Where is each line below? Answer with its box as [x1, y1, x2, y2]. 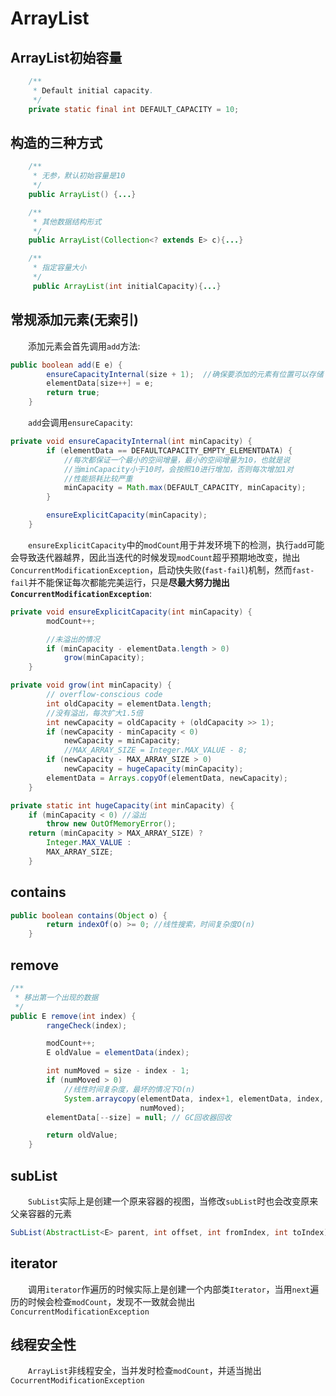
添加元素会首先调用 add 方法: [28, 340, 141, 352]
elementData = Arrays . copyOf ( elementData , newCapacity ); [46, 773, 288, 783]
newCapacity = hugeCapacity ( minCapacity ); [63, 764, 244, 774]
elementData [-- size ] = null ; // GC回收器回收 [46, 1112, 232, 1122]
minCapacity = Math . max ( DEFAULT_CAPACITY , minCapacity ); [63, 483, 307, 493]
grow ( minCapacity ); [63, 653, 145, 663]
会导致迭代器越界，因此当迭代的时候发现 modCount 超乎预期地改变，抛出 [10, 551, 301, 563]
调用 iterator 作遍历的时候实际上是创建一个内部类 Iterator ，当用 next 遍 [28, 1283, 320, 1295]
